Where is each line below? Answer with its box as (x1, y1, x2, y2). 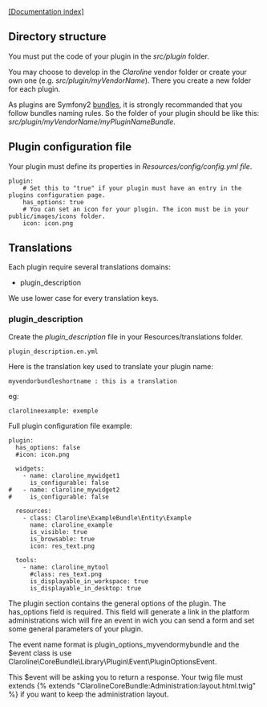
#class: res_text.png (29, 570, 103, 578)
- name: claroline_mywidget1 (22, 471, 120, 479)
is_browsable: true (29, 535, 95, 543)
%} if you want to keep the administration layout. (8, 689, 169, 699)
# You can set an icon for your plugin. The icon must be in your (22, 205, 249, 213)
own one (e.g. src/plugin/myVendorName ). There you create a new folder (8, 76, 252, 85)
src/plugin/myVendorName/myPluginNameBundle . (8, 117, 176, 126)
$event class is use (8, 647, 72, 658)
